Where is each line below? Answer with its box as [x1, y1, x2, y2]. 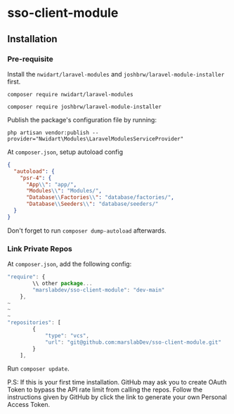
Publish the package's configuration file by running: [7, 115, 157, 124]
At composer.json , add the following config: [7, 260, 132, 269]
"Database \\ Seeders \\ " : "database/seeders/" [25, 200, 159, 208]
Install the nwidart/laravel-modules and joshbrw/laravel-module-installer [7, 70, 225, 78]
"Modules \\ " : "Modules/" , [25, 188, 102, 195]
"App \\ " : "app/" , [25, 181, 77, 188]
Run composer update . [7, 364, 70, 373]
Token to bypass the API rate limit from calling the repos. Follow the [7, 385, 202, 394]
